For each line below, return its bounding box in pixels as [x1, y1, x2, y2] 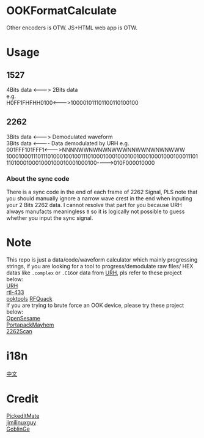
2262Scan [6, 327, 32, 334]
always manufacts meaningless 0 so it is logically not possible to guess [6, 208, 185, 215]
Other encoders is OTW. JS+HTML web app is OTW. [6, 24, 138, 31]
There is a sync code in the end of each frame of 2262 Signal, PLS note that [6, 188, 198, 196]
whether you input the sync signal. [6, 214, 93, 222]
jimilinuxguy [6, 418, 37, 426]
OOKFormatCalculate [6, 4, 117, 18]
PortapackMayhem [6, 321, 54, 328]
